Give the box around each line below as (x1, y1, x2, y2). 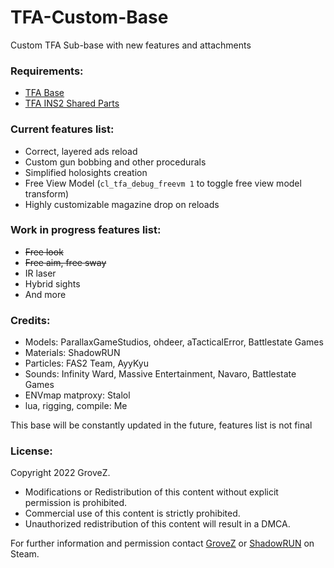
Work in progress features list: (10, 223, 162, 237)
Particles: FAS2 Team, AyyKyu (24, 357, 149, 370)
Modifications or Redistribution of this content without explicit (24, 486, 279, 498)
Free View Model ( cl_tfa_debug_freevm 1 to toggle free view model (24, 177, 302, 189)
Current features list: (10, 122, 115, 136)
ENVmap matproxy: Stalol (24, 389, 131, 401)
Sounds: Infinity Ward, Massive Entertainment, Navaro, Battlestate (24, 368, 297, 380)
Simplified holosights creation (24, 166, 148, 178)
